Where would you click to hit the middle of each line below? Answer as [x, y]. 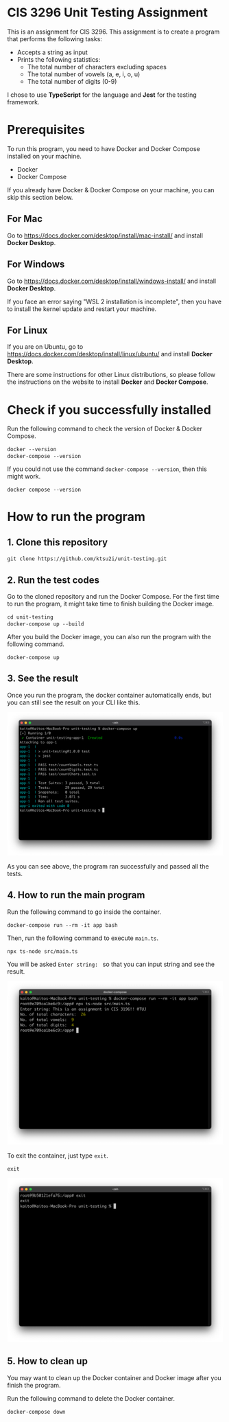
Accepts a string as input [52, 52]
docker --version [32, 450]
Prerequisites [46, 130]
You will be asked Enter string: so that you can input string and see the [111, 964]
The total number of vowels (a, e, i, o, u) [84, 74]
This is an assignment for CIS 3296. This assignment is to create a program [113, 32]
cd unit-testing [30, 617]
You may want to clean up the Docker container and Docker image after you [114, 1377]
